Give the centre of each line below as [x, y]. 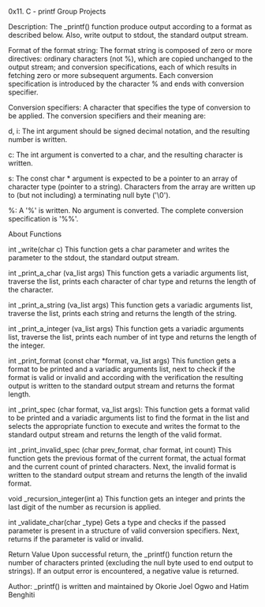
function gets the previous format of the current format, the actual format [127, 458]
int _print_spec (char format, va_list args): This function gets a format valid [129, 410]
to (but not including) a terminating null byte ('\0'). [90, 195]
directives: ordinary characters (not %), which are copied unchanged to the [131, 59]
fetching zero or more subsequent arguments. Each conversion [111, 75]
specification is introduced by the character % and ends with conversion [126, 84]
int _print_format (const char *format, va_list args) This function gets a [122, 361]
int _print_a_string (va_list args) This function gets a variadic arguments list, [131, 305]
